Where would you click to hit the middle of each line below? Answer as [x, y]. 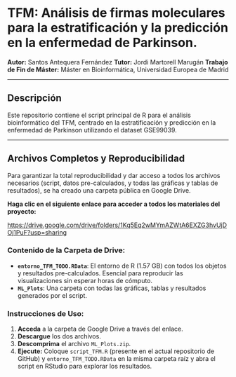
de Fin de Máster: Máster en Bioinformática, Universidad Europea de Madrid [118, 69]
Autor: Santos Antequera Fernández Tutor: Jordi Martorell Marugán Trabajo [118, 62]
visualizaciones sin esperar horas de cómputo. [85, 280]
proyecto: [22, 211]
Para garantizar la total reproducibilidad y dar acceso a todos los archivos [114, 175]
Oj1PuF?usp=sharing [37, 232]
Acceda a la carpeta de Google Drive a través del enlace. [100, 329]
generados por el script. [52, 295]
